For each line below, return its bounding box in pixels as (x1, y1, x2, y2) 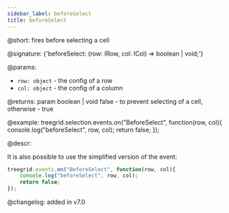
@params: (7, 63, 37, 71)
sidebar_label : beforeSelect (7, 10, 92, 17)
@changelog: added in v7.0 (7, 198, 86, 206)
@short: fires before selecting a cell (7, 35, 110, 44)
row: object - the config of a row (17, 76, 113, 84)
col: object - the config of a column (17, 84, 123, 92)
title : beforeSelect (7, 17, 68, 24)
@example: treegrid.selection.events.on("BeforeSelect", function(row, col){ (7, 118, 223, 126)
